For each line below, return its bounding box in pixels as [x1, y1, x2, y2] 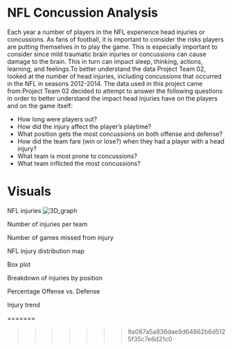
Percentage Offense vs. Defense [7, 287, 100, 296]
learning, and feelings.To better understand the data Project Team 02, [7, 65, 206, 73]
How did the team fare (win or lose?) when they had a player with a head [17, 137, 225, 145]
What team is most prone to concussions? [17, 151, 137, 160]
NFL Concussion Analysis [7, 5, 158, 21]
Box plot [7, 260, 31, 269]
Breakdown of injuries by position [7, 273, 102, 282]
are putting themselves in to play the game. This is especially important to [7, 42, 218, 51]
